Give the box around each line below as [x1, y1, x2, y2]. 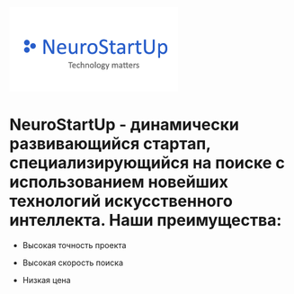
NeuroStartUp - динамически [9, 115, 240, 135]
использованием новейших [9, 172, 229, 192]
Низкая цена [22, 274, 71, 285]
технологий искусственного [9, 192, 234, 211]
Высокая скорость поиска [22, 257, 124, 268]
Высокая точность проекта [22, 239, 127, 250]
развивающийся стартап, [9, 134, 211, 155]
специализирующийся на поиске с [9, 153, 285, 174]
